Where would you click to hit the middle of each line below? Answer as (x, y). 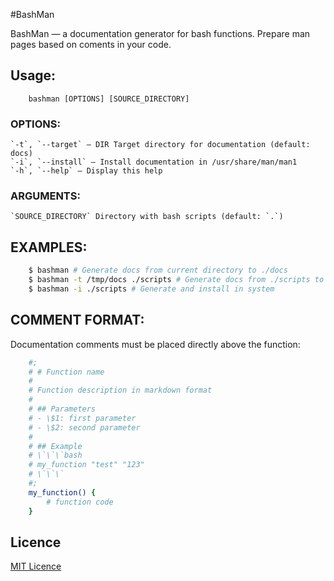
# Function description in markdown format (120, 390)
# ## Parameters (62, 409)
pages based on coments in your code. (91, 44)
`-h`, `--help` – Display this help (86, 171)
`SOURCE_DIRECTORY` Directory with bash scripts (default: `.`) (147, 217)
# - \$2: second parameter (84, 427)
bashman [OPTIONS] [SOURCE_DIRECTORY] (109, 99)
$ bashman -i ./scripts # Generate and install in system (151, 289)
